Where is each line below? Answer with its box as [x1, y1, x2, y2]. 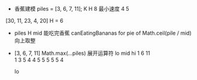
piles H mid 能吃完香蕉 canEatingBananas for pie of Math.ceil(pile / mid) [14, 29, 192, 36]
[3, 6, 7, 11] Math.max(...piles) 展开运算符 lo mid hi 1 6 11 [14, 50, 150, 57]
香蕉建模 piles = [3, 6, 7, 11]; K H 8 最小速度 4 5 [14, 5, 129, 12]
